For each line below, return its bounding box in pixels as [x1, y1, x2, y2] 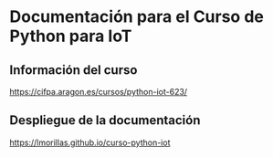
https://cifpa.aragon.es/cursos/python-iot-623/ [9, 87, 188, 97]
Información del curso [9, 62, 138, 78]
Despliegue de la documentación [9, 112, 201, 129]
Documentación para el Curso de [9, 6, 265, 27]
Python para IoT [9, 26, 132, 47]
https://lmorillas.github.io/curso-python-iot [9, 137, 171, 148]
